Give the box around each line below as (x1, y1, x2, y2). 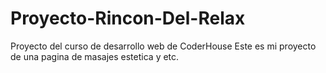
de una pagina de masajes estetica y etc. (10, 50, 180, 62)
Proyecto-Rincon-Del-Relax (10, 7, 246, 30)
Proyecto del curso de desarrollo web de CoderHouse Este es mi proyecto (10, 40, 317, 52)
